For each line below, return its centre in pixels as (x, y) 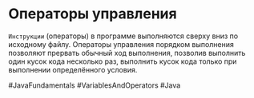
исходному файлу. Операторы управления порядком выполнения (121, 44)
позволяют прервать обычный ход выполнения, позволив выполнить (127, 53)
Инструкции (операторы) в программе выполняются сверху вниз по (123, 36)
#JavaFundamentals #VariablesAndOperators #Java (95, 85)
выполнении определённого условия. (73, 69)
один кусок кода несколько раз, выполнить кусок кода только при (123, 61)
